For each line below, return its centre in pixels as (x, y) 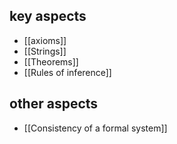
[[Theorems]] (51, 61)
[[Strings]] (45, 51)
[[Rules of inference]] (67, 72)
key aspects (48, 16)
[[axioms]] (45, 40)
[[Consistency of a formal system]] (95, 128)
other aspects (54, 104)
